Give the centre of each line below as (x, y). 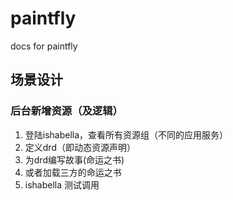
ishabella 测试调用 (62, 184)
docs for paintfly (44, 46)
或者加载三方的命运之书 (73, 172)
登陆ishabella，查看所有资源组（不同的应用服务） (126, 134)
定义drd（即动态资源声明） (80, 147)
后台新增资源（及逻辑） (66, 111)
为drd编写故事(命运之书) (74, 159)
